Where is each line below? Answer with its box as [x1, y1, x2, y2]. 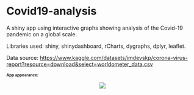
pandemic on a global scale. [6, 30, 77, 38]
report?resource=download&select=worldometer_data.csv [6, 61, 154, 68]
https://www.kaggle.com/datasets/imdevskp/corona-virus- [39, 54, 188, 61]
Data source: [6, 54, 38, 61]
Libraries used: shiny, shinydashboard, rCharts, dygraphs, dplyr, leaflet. [6, 42, 186, 50]
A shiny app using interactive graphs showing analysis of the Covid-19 [6, 24, 183, 31]
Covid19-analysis [6, 4, 97, 18]
